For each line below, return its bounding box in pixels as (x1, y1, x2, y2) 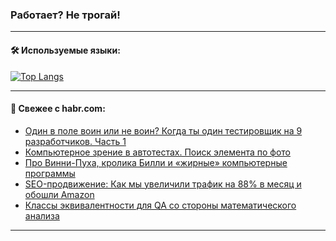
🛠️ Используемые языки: (10, 44, 121, 56)
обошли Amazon (24, 188, 95, 200)
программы (24, 167, 76, 179)
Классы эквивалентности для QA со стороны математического (24, 199, 297, 211)
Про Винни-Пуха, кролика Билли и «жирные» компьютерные (24, 156, 288, 168)
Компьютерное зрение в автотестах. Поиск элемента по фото (24, 146, 292, 158)
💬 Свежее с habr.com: (10, 103, 106, 115)
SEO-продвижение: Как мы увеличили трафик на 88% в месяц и (24, 178, 302, 190)
